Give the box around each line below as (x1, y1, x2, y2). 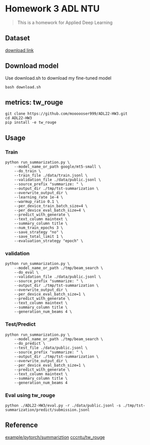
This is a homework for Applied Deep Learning (17, 19, 113, 25)
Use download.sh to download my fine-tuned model (5, 75, 112, 81)
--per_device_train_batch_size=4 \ (14, 204, 88, 209)
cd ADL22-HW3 (5, 116, 32, 121)
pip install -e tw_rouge (5, 120, 57, 125)
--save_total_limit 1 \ (14, 234, 64, 239)
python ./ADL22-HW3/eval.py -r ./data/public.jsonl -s (5, 403, 121, 408)
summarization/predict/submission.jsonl (5, 407, 90, 412)
